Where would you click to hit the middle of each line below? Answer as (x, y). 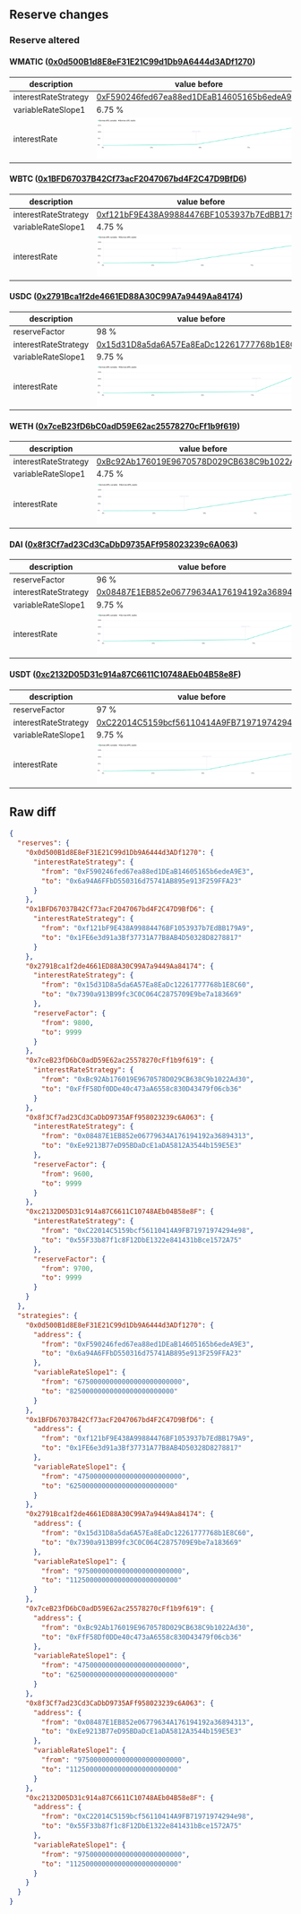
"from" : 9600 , (68, 1174)
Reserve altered (45, 40)
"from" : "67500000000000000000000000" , (116, 1382)
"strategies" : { (47, 1315)
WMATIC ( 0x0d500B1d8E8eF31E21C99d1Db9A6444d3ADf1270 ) (133, 61)
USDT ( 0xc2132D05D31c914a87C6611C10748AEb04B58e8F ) (125, 675)
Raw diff (33, 811)
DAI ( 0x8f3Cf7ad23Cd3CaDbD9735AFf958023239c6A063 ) (124, 544)
